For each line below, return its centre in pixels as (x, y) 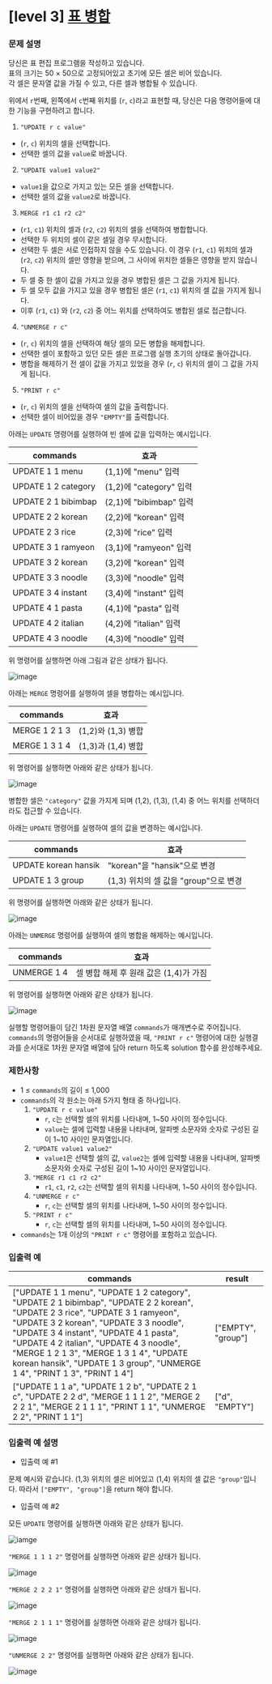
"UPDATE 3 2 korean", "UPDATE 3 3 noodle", (98, 1323)
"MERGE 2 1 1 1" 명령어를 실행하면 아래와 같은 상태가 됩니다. (104, 1622)
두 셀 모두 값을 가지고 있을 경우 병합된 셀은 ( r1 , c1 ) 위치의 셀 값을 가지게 (133, 290)
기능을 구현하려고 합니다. (56, 111)
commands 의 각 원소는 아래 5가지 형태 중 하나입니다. (100, 1100)
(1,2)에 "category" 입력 (149, 487)
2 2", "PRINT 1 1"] (48, 1417)
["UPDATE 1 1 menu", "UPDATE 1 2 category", (102, 1293)
